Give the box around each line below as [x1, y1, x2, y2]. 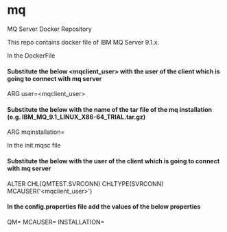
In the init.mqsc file [7, 141, 61, 150]
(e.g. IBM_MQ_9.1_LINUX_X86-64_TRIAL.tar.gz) [7, 113, 146, 121]
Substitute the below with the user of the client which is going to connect [7, 156, 220, 165]
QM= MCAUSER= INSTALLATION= [7, 218, 105, 226]
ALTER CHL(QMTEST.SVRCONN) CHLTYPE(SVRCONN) [7, 179, 164, 187]
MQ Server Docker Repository [7, 25, 93, 33]
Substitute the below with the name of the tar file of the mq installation [7, 105, 213, 113]
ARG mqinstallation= [7, 128, 65, 136]
